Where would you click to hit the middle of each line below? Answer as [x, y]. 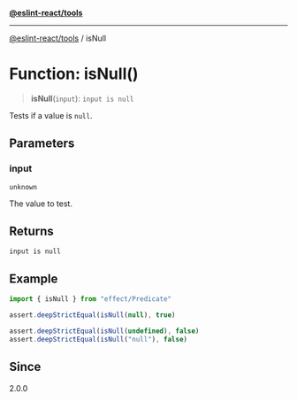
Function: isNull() [74, 74]
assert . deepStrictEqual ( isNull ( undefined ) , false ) [104, 331]
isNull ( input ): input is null [82, 98]
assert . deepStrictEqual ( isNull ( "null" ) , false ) [99, 339]
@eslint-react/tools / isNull [58, 38]
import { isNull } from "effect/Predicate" [91, 299]
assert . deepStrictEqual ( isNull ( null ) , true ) [92, 315]
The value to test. [41, 204]
